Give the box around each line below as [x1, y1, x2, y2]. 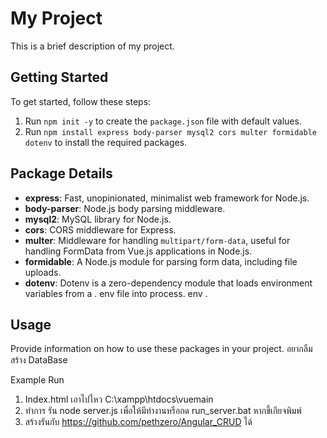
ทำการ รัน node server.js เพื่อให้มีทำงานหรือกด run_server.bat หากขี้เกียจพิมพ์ [24, 405, 302, 417]
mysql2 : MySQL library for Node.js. [24, 213, 172, 225]
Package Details [10, 165, 113, 182]
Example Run [10, 374, 65, 386]
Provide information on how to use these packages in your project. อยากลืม [10, 343, 313, 355]
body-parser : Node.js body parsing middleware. [24, 202, 226, 214]
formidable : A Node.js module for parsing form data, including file [24, 255, 298, 267]
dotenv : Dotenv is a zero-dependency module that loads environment [24, 277, 313, 289]
